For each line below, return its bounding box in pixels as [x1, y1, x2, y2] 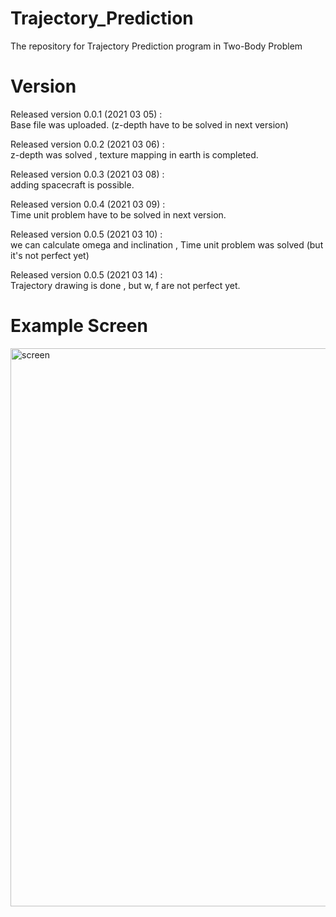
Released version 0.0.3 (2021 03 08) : [10, 168, 165, 180]
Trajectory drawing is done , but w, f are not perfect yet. [10, 279, 241, 291]
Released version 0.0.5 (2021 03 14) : [10, 268, 163, 281]
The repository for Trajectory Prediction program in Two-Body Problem [10, 40, 303, 52]
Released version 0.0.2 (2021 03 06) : [10, 138, 165, 150]
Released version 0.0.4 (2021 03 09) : [10, 198, 166, 210]
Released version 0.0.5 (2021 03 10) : [10, 228, 163, 240]
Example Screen [10, 315, 148, 337]
